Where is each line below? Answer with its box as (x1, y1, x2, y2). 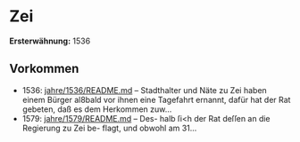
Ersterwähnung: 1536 (9, 35, 91, 46)
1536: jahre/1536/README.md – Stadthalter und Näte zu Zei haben (21, 84, 268, 95)
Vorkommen (9, 61, 79, 76)
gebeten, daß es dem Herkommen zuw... (21, 104, 172, 114)
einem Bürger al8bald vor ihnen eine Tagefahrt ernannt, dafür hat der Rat (21, 94, 291, 105)
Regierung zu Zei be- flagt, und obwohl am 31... (21, 122, 197, 133)
